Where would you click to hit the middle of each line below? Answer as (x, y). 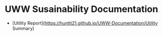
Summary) (23, 28)
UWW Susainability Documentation (81, 9)
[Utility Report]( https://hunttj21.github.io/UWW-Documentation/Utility (85, 23)
